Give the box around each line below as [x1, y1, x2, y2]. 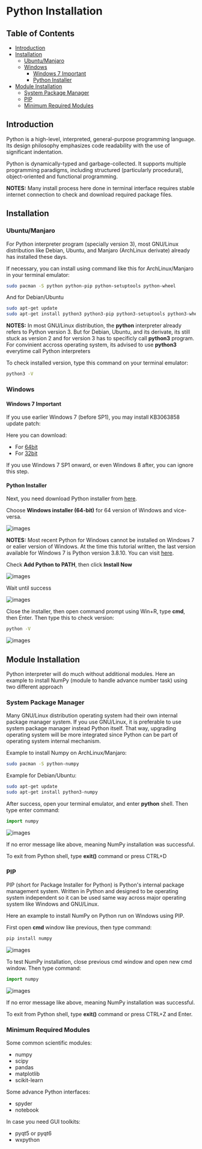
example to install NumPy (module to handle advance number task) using [6, 677, 188, 684]
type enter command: [6, 806, 60, 813]
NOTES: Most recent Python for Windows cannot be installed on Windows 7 [6, 536, 195, 544]
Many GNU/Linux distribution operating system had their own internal [6, 712, 178, 719]
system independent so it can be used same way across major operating [6, 894, 186, 902]
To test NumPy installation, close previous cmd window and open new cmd [6, 958, 192, 965]
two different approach [6, 683, 63, 690]
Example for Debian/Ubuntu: [6, 772, 77, 779]
